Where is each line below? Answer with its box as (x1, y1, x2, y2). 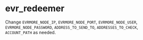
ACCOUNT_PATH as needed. (5, 29, 56, 35)
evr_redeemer (5, 3, 65, 14)
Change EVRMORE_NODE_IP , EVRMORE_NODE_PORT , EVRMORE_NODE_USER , (5, 19, 138, 25)
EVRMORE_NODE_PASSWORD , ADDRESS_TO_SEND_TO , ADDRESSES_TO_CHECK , (5, 24, 139, 30)
